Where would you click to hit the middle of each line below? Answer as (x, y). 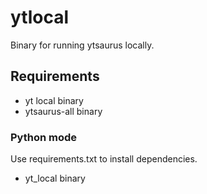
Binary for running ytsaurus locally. (82, 45)
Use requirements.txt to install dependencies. (104, 159)
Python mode (44, 137)
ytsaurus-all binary (63, 111)
